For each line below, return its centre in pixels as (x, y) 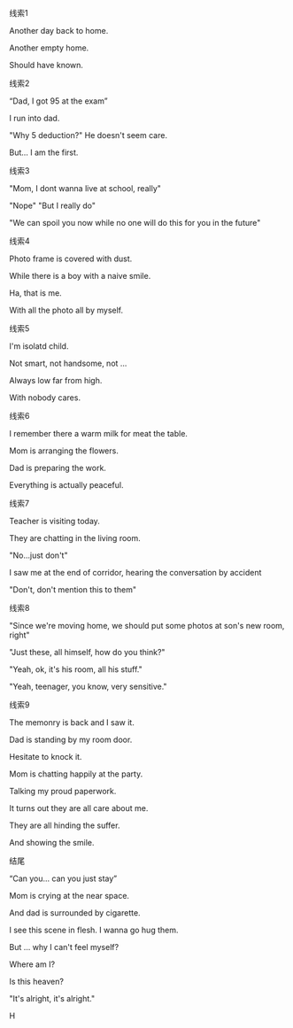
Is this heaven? (37, 982)
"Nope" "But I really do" (52, 205)
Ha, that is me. (35, 293)
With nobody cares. (45, 398)
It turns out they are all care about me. (79, 808)
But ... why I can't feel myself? (64, 947)
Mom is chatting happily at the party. (76, 774)
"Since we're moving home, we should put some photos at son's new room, (147, 626)
